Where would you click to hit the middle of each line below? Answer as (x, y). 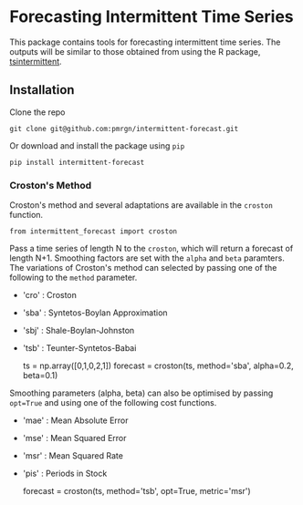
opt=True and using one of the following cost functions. (113, 403)
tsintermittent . (36, 61)
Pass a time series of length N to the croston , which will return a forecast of (151, 249)
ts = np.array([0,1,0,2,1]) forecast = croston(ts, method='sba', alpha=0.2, (158, 366)
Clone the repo (37, 112)
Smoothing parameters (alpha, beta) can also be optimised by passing (141, 393)
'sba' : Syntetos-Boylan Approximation (95, 313)
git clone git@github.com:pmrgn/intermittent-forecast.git (124, 129)
